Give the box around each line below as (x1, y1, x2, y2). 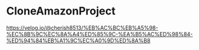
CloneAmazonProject (6, 4, 116, 18)
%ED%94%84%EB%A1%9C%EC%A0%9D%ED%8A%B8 (6, 37, 151, 44)
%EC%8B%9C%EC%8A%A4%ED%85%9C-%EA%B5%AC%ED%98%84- (6, 30, 194, 37)
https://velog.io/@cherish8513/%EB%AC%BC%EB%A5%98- (6, 24, 158, 31)
